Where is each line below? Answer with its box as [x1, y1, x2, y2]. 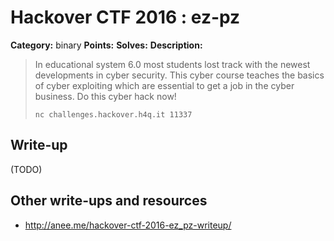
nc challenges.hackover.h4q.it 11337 [34, 109, 193, 120]
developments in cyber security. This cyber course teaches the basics [34, 69, 325, 81]
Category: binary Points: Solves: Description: [10, 39, 203, 51]
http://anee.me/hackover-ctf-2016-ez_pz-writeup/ [24, 219, 232, 231]
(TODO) [10, 163, 43, 175]
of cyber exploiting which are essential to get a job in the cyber [34, 79, 295, 91]
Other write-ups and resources [10, 192, 208, 210]
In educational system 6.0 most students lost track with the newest [34, 58, 311, 70]
